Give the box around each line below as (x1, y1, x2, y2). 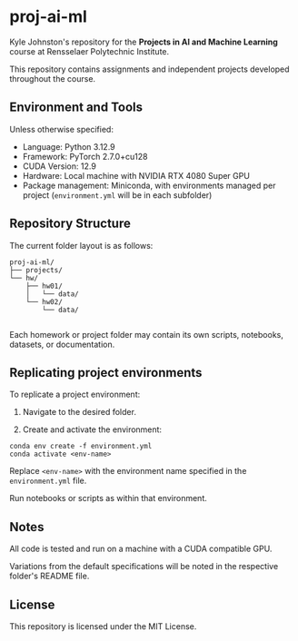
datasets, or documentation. (9, 339, 115, 350)
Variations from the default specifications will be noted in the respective (9, 561, 279, 572)
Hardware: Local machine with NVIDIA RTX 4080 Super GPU (22, 170, 250, 181)
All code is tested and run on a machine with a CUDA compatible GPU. (9, 543, 273, 555)
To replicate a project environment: (9, 389, 141, 400)
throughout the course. (9, 73, 96, 84)
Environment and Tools (9, 100, 144, 115)
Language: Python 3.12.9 (22, 141, 115, 152)
